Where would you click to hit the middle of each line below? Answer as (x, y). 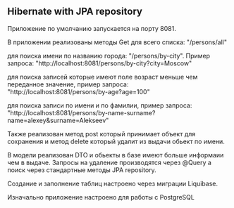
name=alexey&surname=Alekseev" (58, 120)
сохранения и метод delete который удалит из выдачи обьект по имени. (116, 141)
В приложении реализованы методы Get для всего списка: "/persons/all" (117, 42)
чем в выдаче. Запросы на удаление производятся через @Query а (109, 162)
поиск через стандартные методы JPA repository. (82, 170)
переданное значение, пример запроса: (68, 84)
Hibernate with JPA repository (75, 12)
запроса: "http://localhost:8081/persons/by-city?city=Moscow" (100, 63)
